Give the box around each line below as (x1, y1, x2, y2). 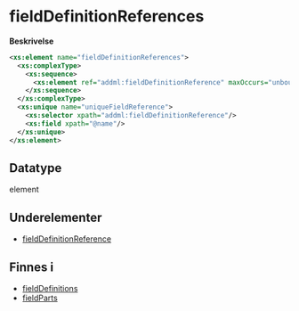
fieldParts (21, 292, 58, 303)
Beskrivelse (9, 36, 54, 46)
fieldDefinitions (21, 283, 78, 293)
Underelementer (9, 209, 102, 225)
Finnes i (9, 259, 54, 274)
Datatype (9, 160, 62, 176)
